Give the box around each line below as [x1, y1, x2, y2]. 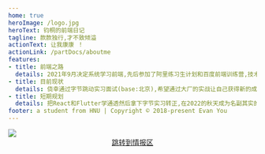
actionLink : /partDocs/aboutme [8, 48, 111, 56]
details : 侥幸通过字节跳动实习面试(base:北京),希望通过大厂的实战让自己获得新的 [15, 85, 252, 93]
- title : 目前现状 [8, 77, 65, 85]
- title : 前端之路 [8, 63, 65, 71]
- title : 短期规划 [8, 92, 65, 100]
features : [8, 56, 41, 64]
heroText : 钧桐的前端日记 [8, 26, 85, 34]
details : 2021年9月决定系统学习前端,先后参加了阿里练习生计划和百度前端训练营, [15, 70, 248, 78]
